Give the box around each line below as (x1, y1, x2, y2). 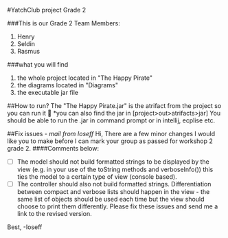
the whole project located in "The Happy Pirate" (16, 74, 153, 82)
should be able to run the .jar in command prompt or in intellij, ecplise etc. (7, 116, 215, 125)
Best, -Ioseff (7, 223, 43, 231)
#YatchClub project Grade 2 (7, 6, 87, 14)
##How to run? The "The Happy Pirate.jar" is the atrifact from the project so (7, 102, 222, 109)
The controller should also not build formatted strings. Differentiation (16, 180, 212, 188)
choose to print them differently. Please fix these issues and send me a (16, 202, 218, 210)
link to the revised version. (16, 210, 92, 218)
